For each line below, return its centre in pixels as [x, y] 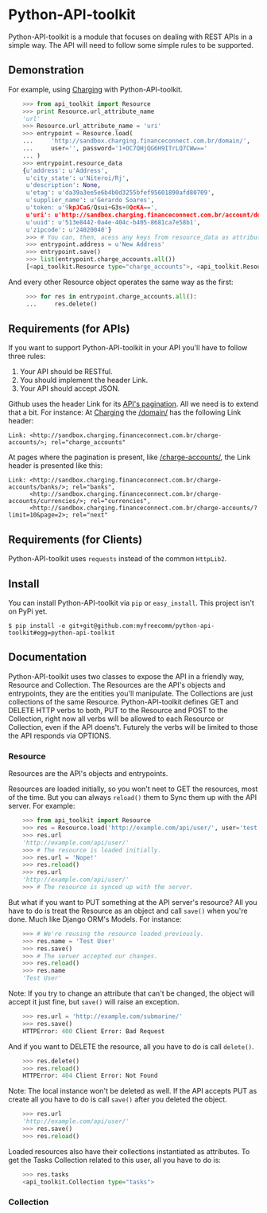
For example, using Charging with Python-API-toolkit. [95, 89]
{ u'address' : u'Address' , [66, 170]
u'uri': [39, 215]
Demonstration [46, 70]
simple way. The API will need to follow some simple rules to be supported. [131, 45]
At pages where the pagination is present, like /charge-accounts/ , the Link [130, 457]
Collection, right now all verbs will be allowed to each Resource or [116, 719]
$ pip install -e [37, 626]
